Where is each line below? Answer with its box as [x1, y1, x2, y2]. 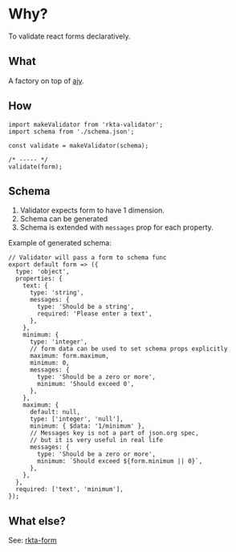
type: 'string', [29, 289, 84, 297]
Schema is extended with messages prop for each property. [19, 222, 214, 233]
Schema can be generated [19, 214, 108, 224]
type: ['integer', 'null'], [29, 415, 124, 424]
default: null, [29, 408, 81, 416]
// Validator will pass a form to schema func [8, 254, 167, 262]
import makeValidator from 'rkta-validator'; [8, 120, 163, 128]
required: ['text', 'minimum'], [15, 485, 124, 493]
